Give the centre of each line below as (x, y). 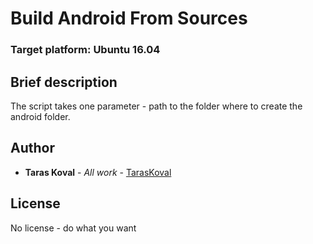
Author (32, 148)
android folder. (40, 116)
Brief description (64, 82)
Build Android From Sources (129, 18)
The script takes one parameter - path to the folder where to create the (156, 106)
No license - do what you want (73, 228)
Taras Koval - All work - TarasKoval (98, 172)
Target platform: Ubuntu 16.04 (85, 50)
